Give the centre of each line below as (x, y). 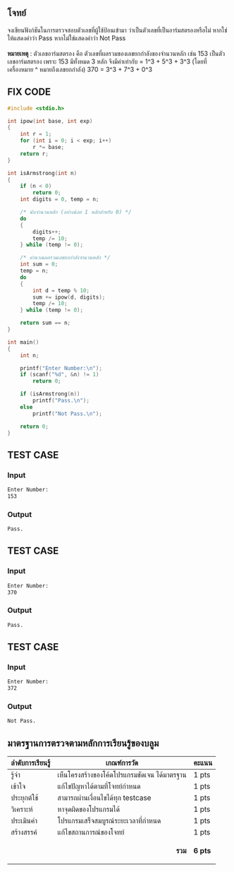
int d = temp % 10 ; (61, 290)
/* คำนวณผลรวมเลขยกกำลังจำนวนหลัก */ (65, 258)
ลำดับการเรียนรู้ (31, 763)
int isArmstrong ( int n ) (42, 173)
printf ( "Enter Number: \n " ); (61, 368)
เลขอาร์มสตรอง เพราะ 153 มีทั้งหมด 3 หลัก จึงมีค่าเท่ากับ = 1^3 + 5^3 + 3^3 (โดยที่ (107, 61)
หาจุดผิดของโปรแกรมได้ (88, 809)
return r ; (35, 154)
